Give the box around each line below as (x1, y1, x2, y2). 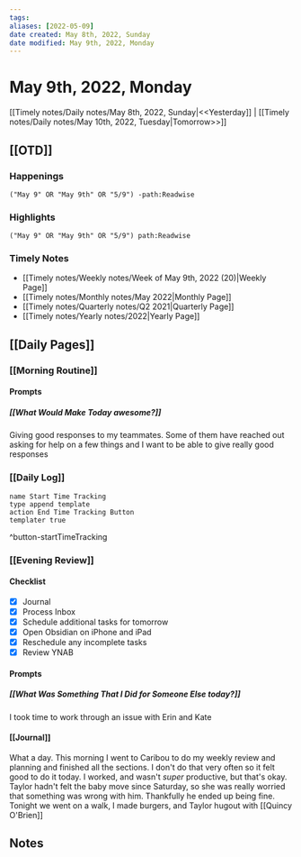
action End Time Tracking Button (9, 507, 135, 516)
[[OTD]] (9, 142, 53, 158)
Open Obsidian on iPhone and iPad (22, 626, 152, 637)
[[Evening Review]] (9, 553, 94, 566)
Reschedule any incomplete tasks (22, 637, 147, 648)
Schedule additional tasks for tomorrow (22, 616, 169, 627)
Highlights (9, 211, 56, 223)
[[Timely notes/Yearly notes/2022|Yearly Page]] (22, 311, 200, 322)
